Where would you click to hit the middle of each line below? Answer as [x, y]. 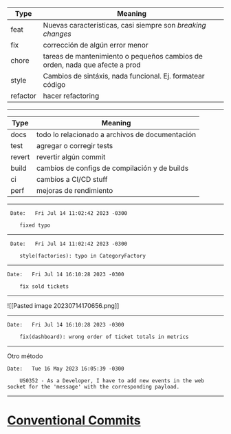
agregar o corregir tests [75, 146]
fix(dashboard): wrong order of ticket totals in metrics [104, 337]
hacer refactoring [71, 96]
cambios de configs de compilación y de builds [113, 168]
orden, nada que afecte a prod [92, 65]
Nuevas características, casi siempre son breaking [124, 25]
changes [57, 34]
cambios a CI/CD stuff [72, 179]
